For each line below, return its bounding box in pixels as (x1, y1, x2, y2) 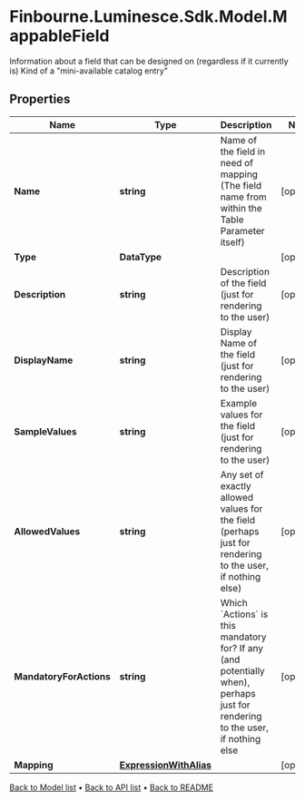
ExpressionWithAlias (119, 758, 212, 771)
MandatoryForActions (14, 669, 112, 682)
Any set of (220, 468, 265, 481)
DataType (119, 250, 162, 263)
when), (220, 676, 251, 689)
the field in (220, 145, 266, 158)
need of (220, 156, 254, 169)
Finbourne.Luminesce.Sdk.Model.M (9, 6, 288, 27)
